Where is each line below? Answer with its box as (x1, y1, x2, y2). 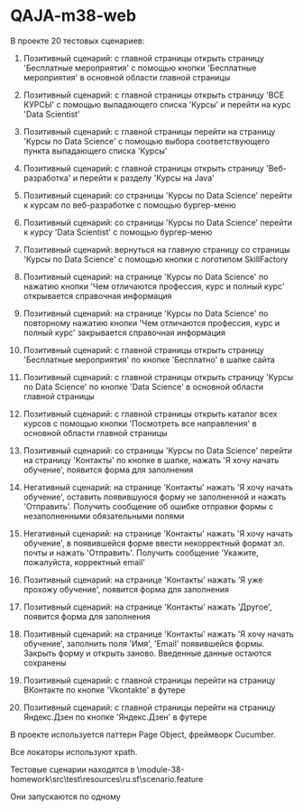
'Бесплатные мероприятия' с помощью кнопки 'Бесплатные (23, 62, 257, 73)
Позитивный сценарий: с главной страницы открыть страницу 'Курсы (23, 371, 294, 382)
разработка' (23, 172, 71, 183)
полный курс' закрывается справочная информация (23, 327, 226, 338)
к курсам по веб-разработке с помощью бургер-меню (23, 200, 237, 210)
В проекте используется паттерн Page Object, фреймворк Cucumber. (10, 729, 276, 740)
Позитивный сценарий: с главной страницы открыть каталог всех (23, 408, 278, 419)
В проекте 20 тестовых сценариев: (10, 35, 145, 46)
